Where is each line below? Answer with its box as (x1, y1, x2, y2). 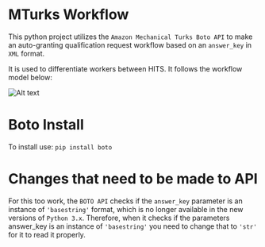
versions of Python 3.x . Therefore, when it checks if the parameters (8, 213, 230, 222)
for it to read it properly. (8, 230, 86, 239)
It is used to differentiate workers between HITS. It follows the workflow (8, 64, 243, 73)
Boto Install (8, 116, 85, 134)
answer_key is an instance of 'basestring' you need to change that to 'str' (8, 221, 258, 231)
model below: (8, 72, 53, 82)
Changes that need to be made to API (8, 170, 258, 188)
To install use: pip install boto (8, 141, 113, 152)
